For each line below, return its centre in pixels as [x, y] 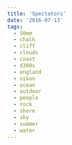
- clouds [26, 53]
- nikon [25, 78]
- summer [26, 124]
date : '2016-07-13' [35, 20]
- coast [25, 59]
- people [26, 98]
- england [27, 72]
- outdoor [27, 91]
